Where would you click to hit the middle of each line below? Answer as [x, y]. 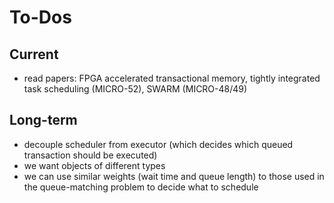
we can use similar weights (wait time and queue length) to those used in [174, 176]
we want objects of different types [94, 165]
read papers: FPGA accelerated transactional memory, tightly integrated [172, 78]
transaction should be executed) [90, 155]
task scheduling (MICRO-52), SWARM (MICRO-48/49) [135, 89]
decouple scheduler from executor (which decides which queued [158, 144]
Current [34, 54]
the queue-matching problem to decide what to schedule [141, 187]
